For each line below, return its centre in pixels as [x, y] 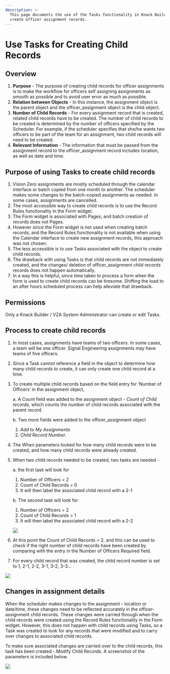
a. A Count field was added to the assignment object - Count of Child [84, 399]
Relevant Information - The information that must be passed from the [85, 145]
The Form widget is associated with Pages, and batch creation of [80, 216]
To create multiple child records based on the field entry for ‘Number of [87, 384]
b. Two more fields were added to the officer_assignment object [79, 420]
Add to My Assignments [45, 429]
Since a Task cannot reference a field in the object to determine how [84, 363]
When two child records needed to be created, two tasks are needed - [86, 460]
